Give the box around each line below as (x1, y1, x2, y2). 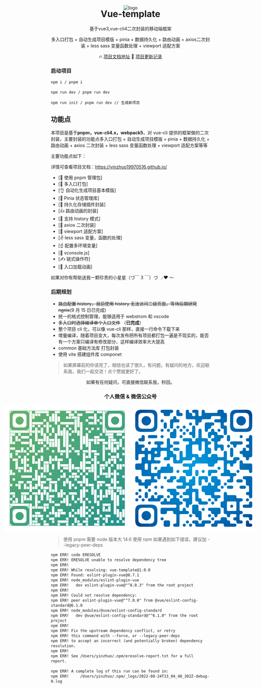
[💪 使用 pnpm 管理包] (58, 175, 103, 181)
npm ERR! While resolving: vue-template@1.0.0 (51, 568, 151, 573)
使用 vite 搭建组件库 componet (58, 352, 122, 358)
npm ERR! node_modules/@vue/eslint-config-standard (51, 608, 162, 613)
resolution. (51, 643, 76, 649)
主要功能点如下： (51, 153, 86, 159)
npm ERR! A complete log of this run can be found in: (51, 669, 169, 674)
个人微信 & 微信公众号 (104, 393, 157, 400)
